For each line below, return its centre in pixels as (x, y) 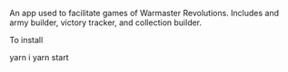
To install (26, 40)
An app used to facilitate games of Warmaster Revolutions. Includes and (144, 13)
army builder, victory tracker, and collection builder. (106, 22)
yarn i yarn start (40, 57)
